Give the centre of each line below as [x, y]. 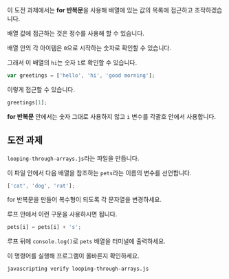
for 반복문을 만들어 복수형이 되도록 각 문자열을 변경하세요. [85, 200]
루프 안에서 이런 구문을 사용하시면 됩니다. [62, 214]
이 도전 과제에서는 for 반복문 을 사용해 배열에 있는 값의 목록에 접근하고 [100, 10]
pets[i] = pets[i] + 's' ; [44, 227]
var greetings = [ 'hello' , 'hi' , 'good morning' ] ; [81, 76]
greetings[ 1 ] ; [28, 102]
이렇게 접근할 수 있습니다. [41, 89]
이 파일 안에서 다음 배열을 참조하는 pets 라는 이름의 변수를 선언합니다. [99, 172]
